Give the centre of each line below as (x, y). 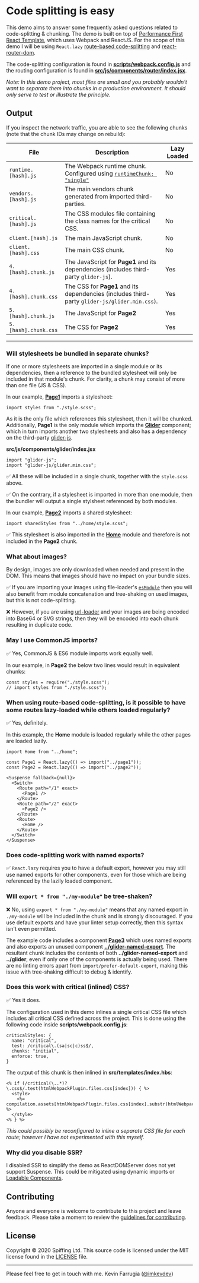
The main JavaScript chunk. (104, 238)
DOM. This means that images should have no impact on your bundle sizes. (98, 576)
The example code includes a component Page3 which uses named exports (99, 940)
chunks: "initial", (36, 1051)
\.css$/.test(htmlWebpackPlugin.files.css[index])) (71, 1088)
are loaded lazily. (27, 741)
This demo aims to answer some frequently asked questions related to (92, 27)
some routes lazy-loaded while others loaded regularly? (88, 710)
